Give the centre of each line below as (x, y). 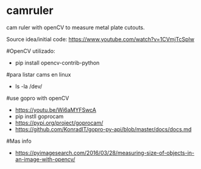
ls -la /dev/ (29, 86)
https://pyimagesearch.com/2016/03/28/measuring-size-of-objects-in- (105, 153)
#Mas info (19, 141)
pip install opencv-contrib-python (57, 63)
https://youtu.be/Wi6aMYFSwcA (55, 109)
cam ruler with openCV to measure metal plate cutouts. (76, 27)
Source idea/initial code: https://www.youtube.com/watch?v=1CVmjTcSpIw (100, 39)
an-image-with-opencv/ (45, 159)
